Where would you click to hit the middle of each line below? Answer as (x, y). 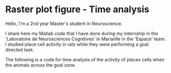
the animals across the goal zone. (41, 65)
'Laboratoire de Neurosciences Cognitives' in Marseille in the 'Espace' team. (86, 39)
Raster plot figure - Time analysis (77, 9)
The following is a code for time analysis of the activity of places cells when (85, 59)
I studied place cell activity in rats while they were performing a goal (77, 44)
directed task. (20, 50)
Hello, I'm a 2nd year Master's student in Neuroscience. (64, 23)
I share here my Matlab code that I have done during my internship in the (82, 33)
